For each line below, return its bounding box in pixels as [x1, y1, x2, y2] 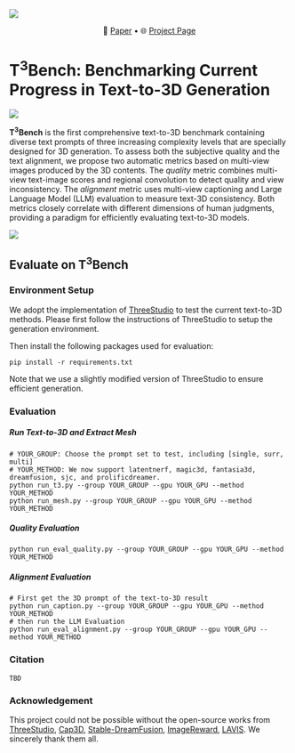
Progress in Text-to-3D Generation [9, 79, 271, 100]
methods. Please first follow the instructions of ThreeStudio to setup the [9, 313, 273, 324]
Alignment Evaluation [9, 571, 92, 582]
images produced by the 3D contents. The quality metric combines [9, 165, 255, 175]
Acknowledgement [9, 694, 93, 707]
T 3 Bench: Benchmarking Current [9, 57, 258, 81]
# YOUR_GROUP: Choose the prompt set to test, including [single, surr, [9, 449, 284, 458]
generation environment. [9, 323, 100, 334]
